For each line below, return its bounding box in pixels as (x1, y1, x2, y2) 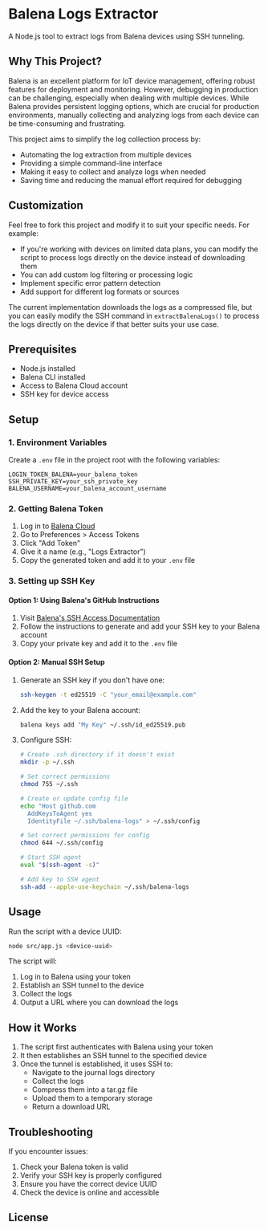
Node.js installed (19, 364, 76, 373)
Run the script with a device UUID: (8, 927, 122, 936)
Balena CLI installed (19, 373, 86, 382)
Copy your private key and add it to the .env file (19, 639, 178, 649)
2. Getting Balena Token (8, 503, 104, 514)
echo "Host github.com (19, 802, 96, 810)
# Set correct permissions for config (19, 832, 150, 840)
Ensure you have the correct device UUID (19, 1179, 158, 1188)
